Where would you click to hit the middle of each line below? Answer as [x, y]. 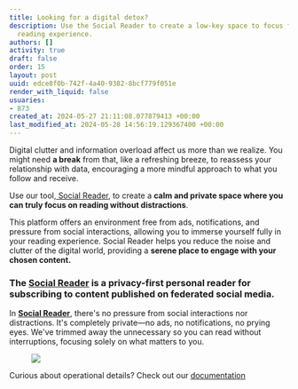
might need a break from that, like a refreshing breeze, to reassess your [141, 159]
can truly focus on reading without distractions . [99, 205]
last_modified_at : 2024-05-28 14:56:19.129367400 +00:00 [117, 125]
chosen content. [40, 260]
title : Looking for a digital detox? [79, 17]
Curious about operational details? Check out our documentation [127, 376]
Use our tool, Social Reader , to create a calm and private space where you [146, 195]
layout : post [33, 75]
